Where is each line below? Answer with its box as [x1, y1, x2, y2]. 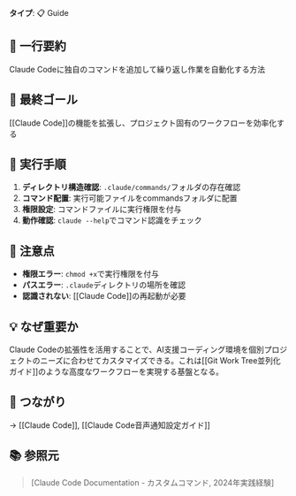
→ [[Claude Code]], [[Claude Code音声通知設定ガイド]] [9, 419, 210, 431]
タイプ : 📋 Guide [9, 8, 69, 18]
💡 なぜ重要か [9, 319, 79, 334]
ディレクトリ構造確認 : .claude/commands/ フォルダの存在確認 [21, 182, 241, 193]
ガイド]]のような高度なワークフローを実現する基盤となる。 [9, 366, 224, 378]
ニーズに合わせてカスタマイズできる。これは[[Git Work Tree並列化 [39, 355, 281, 366]
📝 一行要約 [9, 39, 66, 54]
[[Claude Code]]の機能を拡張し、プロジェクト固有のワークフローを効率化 [9, 118, 277, 128]
